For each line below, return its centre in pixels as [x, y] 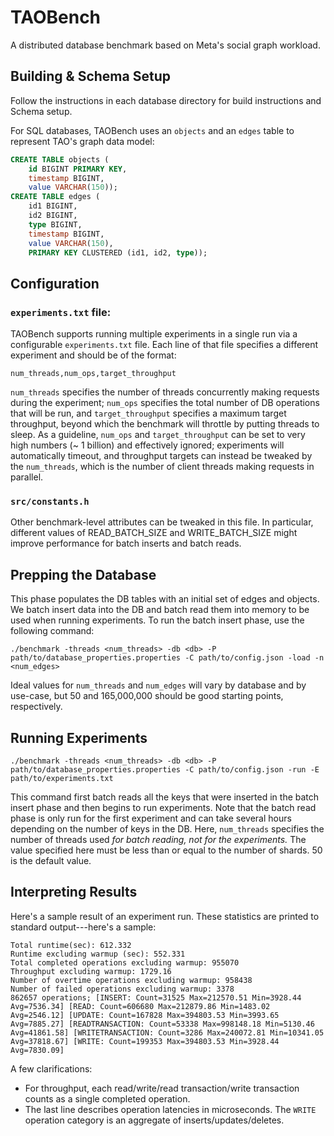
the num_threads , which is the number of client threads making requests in [162, 467]
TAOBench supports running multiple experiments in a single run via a [154, 334]
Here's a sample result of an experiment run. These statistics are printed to [165, 916]
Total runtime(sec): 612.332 [71, 945]
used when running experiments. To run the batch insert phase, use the [157, 620]
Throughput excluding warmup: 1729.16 [91, 971]
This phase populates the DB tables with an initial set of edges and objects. [165, 599]
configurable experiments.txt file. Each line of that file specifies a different [164, 345]
